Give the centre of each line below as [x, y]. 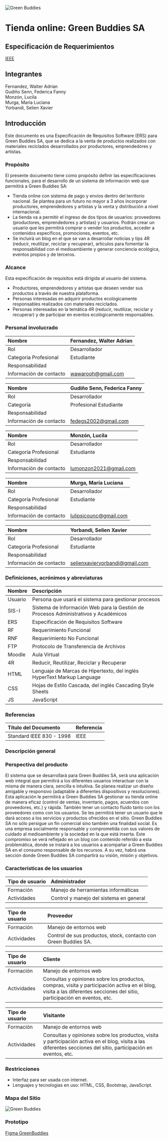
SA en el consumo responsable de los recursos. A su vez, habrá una [75, 850]
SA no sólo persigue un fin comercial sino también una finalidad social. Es [81, 824]
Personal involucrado [32, 328]
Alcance [15, 267]
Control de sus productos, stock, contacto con [102, 935]
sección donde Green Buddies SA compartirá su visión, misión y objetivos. [82, 856]
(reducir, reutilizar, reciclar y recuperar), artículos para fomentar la [80, 244]
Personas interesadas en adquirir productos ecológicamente [75, 299]
